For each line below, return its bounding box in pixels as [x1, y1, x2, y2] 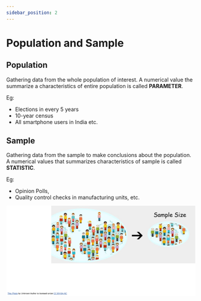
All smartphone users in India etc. [14, 118, 98, 125]
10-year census [14, 112, 54, 119]
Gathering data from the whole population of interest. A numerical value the [6, 76, 193, 83]
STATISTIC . [6, 164, 35, 171]
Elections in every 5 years [14, 106, 79, 113]
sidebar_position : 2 [6, 10, 58, 16]
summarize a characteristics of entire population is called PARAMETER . [6, 82, 184, 89]
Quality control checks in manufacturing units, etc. [14, 194, 140, 201]
